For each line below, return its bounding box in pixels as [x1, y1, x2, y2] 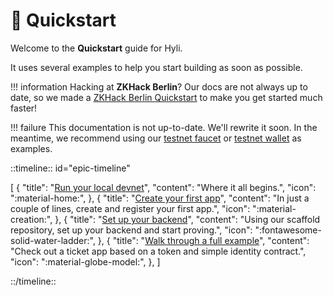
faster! [10, 102, 38, 114]
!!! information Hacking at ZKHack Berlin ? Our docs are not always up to [10, 80, 308, 93]
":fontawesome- [254, 224, 322, 236]
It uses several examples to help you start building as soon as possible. [10, 61, 303, 73]
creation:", [10, 213, 53, 225]
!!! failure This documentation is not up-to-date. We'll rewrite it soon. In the [10, 121, 318, 133]
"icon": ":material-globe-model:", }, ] [10, 255, 161, 268]
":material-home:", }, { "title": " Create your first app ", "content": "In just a [10, 192, 310, 204]
